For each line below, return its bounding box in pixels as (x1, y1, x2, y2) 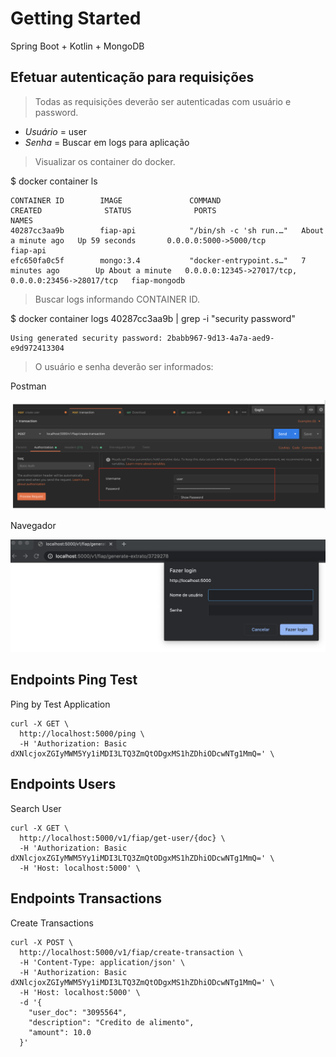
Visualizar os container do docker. (34, 155, 176, 167)
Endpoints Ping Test (10, 672, 138, 689)
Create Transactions (10, 917, 94, 929)
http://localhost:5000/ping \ (19, 728, 145, 739)
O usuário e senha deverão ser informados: (34, 360, 214, 372)
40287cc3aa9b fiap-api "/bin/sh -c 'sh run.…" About (10, 225, 325, 236)
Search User (10, 802, 62, 814)
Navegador (10, 520, 57, 532)
